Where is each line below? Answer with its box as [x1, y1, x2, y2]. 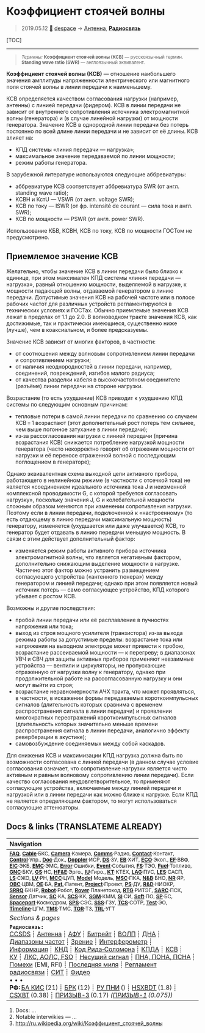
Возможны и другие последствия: [6, 604, 96, 612]
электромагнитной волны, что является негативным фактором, [15, 553, 181, 561]
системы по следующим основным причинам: [6, 400, 128, 408]
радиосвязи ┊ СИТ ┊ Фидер [9, 967, 90, 976]
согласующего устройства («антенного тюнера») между [15, 573, 164, 580]
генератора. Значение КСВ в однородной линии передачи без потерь [6, 121, 189, 128]
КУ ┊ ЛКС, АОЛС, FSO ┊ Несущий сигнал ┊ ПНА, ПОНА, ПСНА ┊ [9, 952, 196, 961]
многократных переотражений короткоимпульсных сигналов [15, 713, 177, 721]
